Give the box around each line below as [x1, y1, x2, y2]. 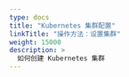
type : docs [9, 12, 50, 22]
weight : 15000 [9, 37, 62, 47]
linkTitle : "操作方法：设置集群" [9, 29, 122, 38]
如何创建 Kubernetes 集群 [17, 54, 105, 63]
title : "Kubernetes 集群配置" [9, 21, 116, 30]
